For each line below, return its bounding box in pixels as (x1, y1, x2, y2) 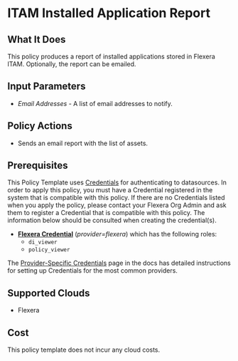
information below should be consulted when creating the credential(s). (7, 216, 217, 225)
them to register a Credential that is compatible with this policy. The (7, 209, 205, 217)
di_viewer (28, 239, 58, 246)
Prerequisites (7, 159, 68, 172)
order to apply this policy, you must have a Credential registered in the (7, 186, 213, 194)
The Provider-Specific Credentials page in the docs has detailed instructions (7, 258, 231, 268)
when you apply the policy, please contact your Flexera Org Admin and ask (7, 201, 227, 209)
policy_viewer (28, 246, 70, 253)
